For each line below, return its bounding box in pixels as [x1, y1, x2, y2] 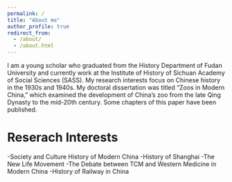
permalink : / [7, 10, 45, 17]
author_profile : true [7, 23, 70, 30]
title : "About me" [7, 17, 60, 24]
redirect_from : [7, 29, 51, 37]
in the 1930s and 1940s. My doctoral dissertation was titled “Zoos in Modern [7, 84, 225, 91]
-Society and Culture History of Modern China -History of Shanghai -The [7, 152, 215, 161]
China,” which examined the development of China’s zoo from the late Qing [7, 91, 222, 99]
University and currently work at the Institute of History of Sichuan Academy [7, 69, 225, 77]
